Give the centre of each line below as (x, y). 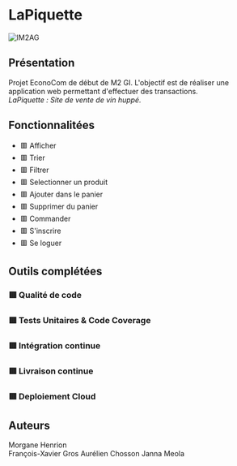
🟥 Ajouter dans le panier (61, 194)
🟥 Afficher (38, 145)
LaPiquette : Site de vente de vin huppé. (75, 100)
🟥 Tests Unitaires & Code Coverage (80, 320)
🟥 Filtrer (35, 170)
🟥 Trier (33, 157)
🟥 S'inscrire (40, 231)
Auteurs (30, 425)
